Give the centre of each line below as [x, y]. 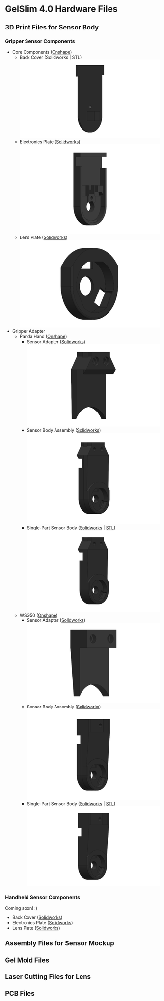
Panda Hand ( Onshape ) [43, 336]
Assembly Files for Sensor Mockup [60, 943]
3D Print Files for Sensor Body [52, 27]
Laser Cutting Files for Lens [48, 977]
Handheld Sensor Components [42, 897]
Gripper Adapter [29, 331]
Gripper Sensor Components [40, 41]
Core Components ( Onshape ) [42, 52]
